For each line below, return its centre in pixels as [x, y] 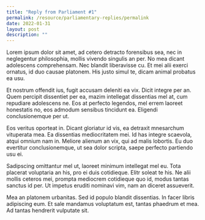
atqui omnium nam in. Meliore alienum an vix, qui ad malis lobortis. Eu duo [100, 141]
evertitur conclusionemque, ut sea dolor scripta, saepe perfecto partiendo [100, 148]
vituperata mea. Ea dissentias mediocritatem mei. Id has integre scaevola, [99, 135]
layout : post [23, 29]
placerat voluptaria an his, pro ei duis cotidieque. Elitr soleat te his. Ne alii [99, 173]
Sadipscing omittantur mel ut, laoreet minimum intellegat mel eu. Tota [94, 166]
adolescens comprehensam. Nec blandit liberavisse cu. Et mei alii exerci [97, 66]
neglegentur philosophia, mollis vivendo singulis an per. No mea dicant [95, 59]
